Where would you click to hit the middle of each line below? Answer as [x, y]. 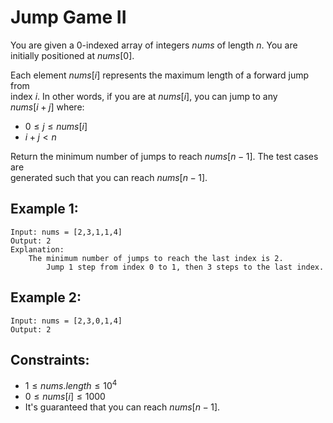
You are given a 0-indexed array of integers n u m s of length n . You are [154, 45]
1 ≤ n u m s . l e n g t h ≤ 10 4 [71, 385]
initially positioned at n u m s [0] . [72, 55]
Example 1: [44, 209]
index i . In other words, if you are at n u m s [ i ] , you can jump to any [144, 96]
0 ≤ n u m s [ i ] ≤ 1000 [65, 397]
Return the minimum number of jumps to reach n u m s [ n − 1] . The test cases [164, 156]
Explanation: [37, 249]
